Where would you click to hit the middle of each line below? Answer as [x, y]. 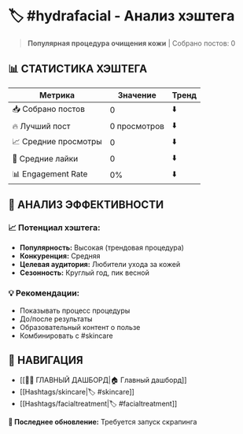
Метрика [57, 95]
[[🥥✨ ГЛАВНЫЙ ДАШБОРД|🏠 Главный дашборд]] [103, 380]
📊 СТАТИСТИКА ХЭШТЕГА [78, 69]
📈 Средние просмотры [57, 141]
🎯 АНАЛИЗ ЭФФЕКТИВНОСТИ [86, 205]
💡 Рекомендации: [44, 293]
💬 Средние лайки [45, 159]
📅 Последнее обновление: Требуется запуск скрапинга [103, 421]
